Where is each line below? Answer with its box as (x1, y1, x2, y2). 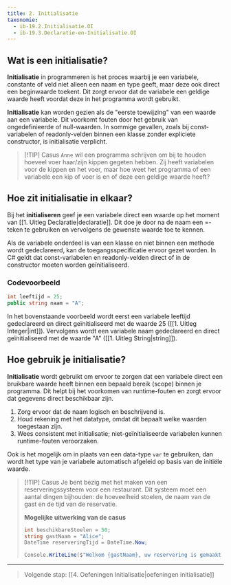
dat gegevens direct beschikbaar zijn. (7, 394, 114, 402)
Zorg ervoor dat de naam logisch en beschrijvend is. (16, 407, 166, 416)
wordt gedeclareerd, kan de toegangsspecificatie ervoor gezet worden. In (7, 245, 217, 254)
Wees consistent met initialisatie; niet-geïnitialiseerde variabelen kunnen (16, 429, 222, 437)
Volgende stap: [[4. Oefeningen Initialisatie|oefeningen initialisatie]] (23, 571, 214, 579)
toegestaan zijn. (16, 422, 63, 430)
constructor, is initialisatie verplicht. (7, 137, 108, 146)
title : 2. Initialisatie (7, 10, 78, 17)
